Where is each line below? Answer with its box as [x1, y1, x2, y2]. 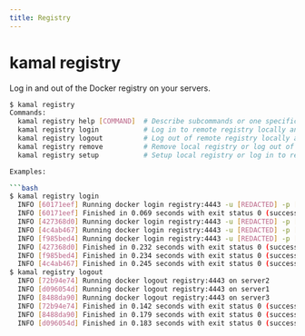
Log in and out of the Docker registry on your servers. [9, 83, 211, 94]
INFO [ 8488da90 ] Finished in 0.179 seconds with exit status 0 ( [17, 310, 271, 319]
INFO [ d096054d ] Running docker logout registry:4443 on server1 [17, 285, 271, 294]
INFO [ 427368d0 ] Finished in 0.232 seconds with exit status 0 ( [17, 242, 271, 252]
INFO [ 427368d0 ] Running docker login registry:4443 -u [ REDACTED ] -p [17, 217, 290, 227]
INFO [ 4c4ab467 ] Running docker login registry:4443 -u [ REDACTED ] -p [17, 225, 290, 234]
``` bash [9, 183, 39, 193]
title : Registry [9, 13, 71, 23]
